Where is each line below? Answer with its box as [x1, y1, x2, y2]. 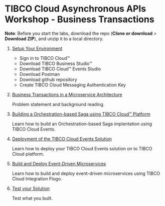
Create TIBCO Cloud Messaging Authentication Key [19, 81, 126, 88]
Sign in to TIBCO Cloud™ [19, 55, 70, 61]
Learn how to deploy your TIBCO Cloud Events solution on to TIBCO [12, 145, 152, 151]
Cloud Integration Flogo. [12, 175, 62, 181]
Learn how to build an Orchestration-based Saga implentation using [12, 121, 152, 127]
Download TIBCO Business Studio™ [19, 60, 92, 66]
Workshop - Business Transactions [5, 14, 154, 25]
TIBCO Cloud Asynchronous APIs [5, 3, 146, 15]
